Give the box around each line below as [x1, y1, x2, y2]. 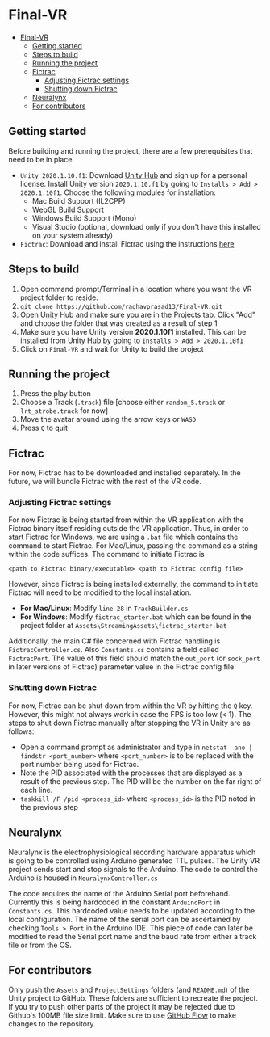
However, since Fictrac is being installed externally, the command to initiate [8, 580, 259, 589]
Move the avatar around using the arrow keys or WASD [19, 415, 197, 424]
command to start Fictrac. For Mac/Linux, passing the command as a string [8, 541, 258, 550]
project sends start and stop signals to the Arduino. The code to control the [8, 864, 258, 874]
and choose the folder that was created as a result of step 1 [19, 318, 218, 328]
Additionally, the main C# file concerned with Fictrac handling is [8, 636, 221, 646]
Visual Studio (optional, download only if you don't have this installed [31, 221, 262, 231]
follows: [8, 726, 35, 736]
